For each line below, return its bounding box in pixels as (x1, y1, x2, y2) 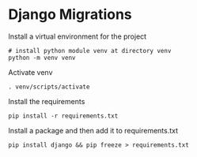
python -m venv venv (8, 54, 77, 62)
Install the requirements (8, 96, 85, 106)
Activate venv (8, 67, 53, 77)
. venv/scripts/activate (8, 83, 90, 91)
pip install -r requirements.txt (8, 112, 119, 120)
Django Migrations (8, 6, 132, 24)
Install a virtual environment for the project (8, 32, 147, 41)
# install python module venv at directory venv (8, 47, 172, 54)
